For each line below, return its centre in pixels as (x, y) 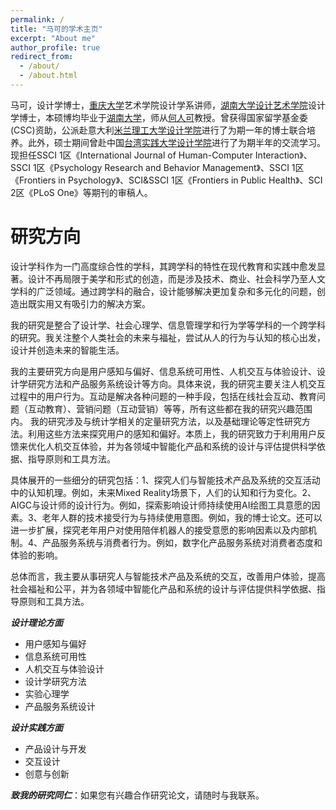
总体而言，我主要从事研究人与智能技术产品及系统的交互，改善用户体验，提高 (168, 576)
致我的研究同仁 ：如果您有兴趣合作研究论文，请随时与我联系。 (137, 795)
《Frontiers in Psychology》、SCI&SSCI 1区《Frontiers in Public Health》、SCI (166, 180)
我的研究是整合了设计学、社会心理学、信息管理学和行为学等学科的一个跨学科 (168, 325)
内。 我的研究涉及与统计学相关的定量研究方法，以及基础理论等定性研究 (156, 421)
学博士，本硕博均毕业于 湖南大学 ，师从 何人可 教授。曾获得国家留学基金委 (159, 117)
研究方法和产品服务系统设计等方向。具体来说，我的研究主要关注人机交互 (176, 383)
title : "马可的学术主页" (56, 29)
